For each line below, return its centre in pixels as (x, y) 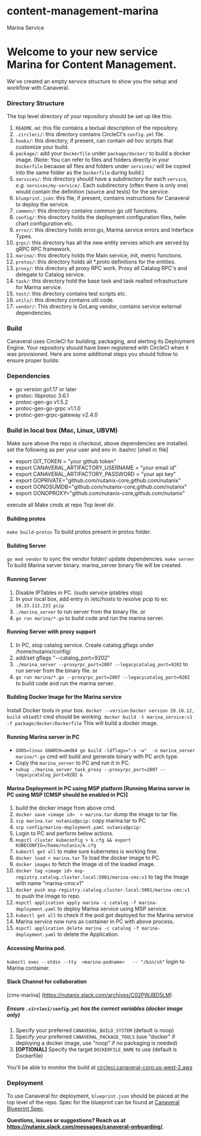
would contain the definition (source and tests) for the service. (92, 192)
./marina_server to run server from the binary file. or (80, 612)
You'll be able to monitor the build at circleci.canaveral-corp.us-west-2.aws (100, 1067)
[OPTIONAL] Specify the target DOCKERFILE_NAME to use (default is (96, 1049)
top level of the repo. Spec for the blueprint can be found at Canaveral (93, 1102)
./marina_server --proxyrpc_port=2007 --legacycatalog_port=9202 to (102, 664)
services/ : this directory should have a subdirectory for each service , (101, 179)
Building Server (27, 545)
